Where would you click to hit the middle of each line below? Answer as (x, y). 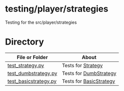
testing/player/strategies (57, 9)
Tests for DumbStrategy (89, 73)
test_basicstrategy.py (32, 81)
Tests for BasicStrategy (89, 81)
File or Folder (32, 57)
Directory (25, 42)
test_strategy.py (26, 65)
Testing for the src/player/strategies (41, 22)
